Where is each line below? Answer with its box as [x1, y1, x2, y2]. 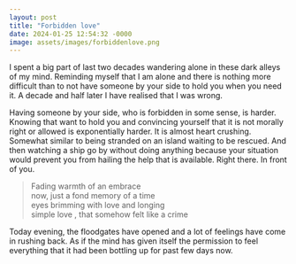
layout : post [9, 12, 57, 22]
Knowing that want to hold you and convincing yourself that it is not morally [9, 117, 285, 128]
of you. [9, 164, 35, 175]
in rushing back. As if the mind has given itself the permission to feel [9, 236, 259, 246]
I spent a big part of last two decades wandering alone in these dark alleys [9, 62, 281, 73]
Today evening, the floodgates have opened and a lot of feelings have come [9, 227, 286, 237]
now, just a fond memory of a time [30, 190, 156, 201]
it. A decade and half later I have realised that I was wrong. [9, 90, 224, 101]
